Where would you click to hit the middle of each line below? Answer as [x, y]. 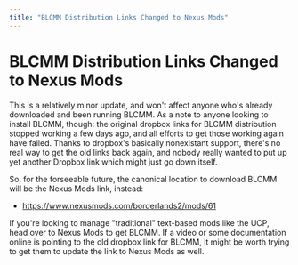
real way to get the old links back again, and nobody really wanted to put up [148, 152]
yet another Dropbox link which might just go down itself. [113, 162]
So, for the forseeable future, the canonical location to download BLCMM [143, 179]
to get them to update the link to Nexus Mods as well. [107, 251]
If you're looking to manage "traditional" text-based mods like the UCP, [139, 222]
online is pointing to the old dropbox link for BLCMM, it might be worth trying [149, 242]
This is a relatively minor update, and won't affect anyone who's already [141, 105]
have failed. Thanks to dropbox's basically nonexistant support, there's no [145, 142]
